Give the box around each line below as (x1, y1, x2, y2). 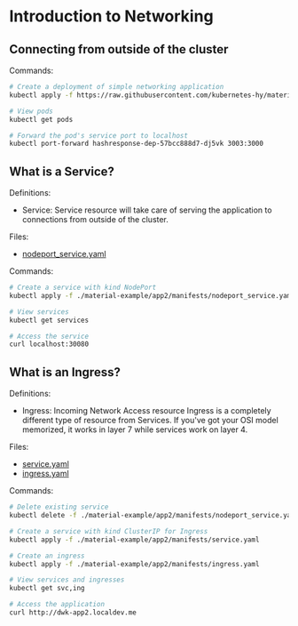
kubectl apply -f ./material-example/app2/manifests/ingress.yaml (9, 559, 260, 568)
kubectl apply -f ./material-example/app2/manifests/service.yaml (9, 535, 260, 544)
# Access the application (9, 600, 105, 609)
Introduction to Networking (9, 6, 215, 27)
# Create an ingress (9, 551, 86, 560)
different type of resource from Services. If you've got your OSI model (21, 415, 279, 426)
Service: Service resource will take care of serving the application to (21, 205, 272, 215)
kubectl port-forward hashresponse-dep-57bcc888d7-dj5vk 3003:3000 (9, 140, 264, 148)
